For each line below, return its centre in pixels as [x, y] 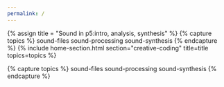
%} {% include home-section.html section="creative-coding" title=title [108, 48]
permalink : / [26, 13]
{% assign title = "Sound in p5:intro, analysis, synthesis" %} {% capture [110, 33]
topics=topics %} [32, 55]
